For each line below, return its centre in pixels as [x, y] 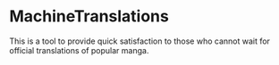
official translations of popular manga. [79, 50]
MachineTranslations [89, 16]
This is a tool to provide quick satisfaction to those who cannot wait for [140, 41]
